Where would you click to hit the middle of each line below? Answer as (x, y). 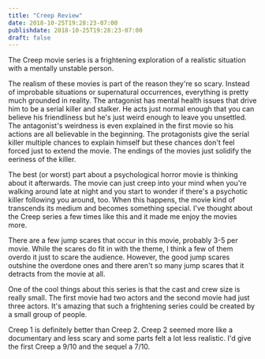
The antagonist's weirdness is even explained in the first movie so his (121, 126)
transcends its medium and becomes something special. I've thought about (131, 208)
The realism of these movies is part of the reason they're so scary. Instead (129, 84)
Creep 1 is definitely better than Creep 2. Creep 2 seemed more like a (121, 330)
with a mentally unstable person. (61, 69)
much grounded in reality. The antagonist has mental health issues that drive (132, 100)
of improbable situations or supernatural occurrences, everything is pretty (129, 93)
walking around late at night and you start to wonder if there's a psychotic (128, 191)
